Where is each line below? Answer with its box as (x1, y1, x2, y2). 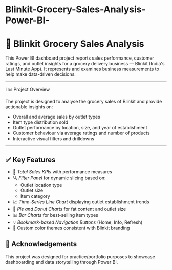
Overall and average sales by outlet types (12, 114, 101, 120)
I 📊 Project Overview (5, 86, 50, 93)
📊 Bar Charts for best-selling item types (12, 211, 98, 218)
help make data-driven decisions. (5, 71, 76, 78)
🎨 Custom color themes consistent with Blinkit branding (12, 225, 130, 231)
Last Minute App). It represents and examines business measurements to (5, 66, 160, 72)
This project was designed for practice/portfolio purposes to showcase (5, 253, 155, 260)
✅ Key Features (5, 155, 56, 164)
